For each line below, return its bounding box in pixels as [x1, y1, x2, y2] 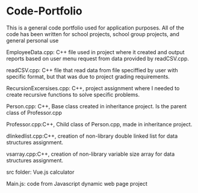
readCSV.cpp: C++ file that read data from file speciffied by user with [6, 66, 179, 73]
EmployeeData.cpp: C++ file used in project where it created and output [6, 48, 185, 55]
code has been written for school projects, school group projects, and [6, 30, 179, 37]
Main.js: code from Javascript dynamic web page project [6, 180, 147, 187]
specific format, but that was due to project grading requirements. [6, 73, 170, 80]
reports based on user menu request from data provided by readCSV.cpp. [6, 55, 190, 62]
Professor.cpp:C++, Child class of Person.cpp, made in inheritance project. [6, 120, 193, 127]
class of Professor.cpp [6, 109, 62, 116]
